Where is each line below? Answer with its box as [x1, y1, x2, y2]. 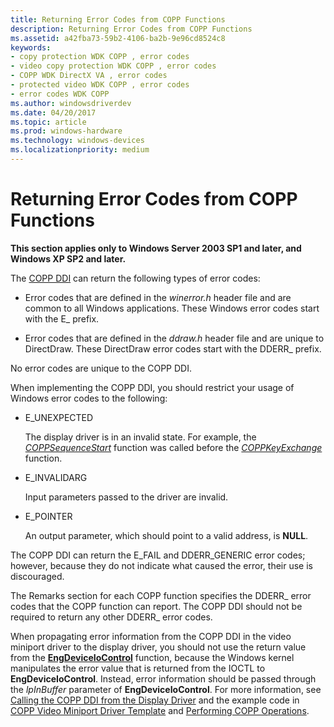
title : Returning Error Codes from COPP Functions [10, 14, 226, 25]
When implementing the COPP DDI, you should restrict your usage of [10, 381, 295, 393]
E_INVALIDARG [24, 471, 88, 483]
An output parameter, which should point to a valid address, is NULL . [24, 529, 309, 541]
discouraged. [10, 570, 65, 582]
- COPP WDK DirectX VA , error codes [10, 71, 168, 81]
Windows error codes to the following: [10, 392, 168, 404]
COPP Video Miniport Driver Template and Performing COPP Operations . [10, 704, 310, 716]
